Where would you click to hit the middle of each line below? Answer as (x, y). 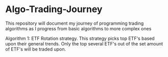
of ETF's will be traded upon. (36, 49)
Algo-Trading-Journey (54, 9)
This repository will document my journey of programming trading (75, 23)
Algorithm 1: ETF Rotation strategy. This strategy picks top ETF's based (80, 38)
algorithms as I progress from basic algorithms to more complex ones (78, 28)
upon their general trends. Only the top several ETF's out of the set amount (84, 43)
